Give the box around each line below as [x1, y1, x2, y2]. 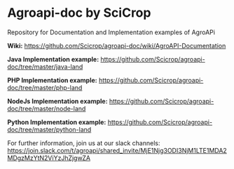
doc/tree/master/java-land [7, 62, 83, 71]
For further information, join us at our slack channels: [7, 138, 160, 147]
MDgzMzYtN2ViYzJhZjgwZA [7, 154, 91, 162]
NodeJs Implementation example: [7, 96, 108, 105]
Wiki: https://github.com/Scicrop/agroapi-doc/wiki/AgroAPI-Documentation [7, 41, 226, 50]
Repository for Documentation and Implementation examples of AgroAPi [7, 28, 216, 36]
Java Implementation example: [7, 54, 99, 64]
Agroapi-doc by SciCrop [7, 5, 151, 21]
